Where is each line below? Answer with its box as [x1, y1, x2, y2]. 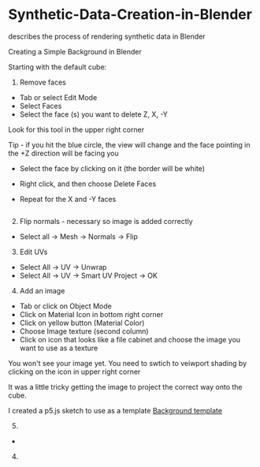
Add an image [19, 286, 65, 295]
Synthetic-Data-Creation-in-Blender [8, 6, 252, 24]
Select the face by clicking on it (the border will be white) [19, 163, 206, 173]
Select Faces [19, 101, 62, 110]
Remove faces [19, 77, 67, 87]
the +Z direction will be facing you [8, 148, 120, 158]
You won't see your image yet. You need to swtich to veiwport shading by [8, 358, 247, 368]
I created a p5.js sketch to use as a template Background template [8, 405, 223, 415]
